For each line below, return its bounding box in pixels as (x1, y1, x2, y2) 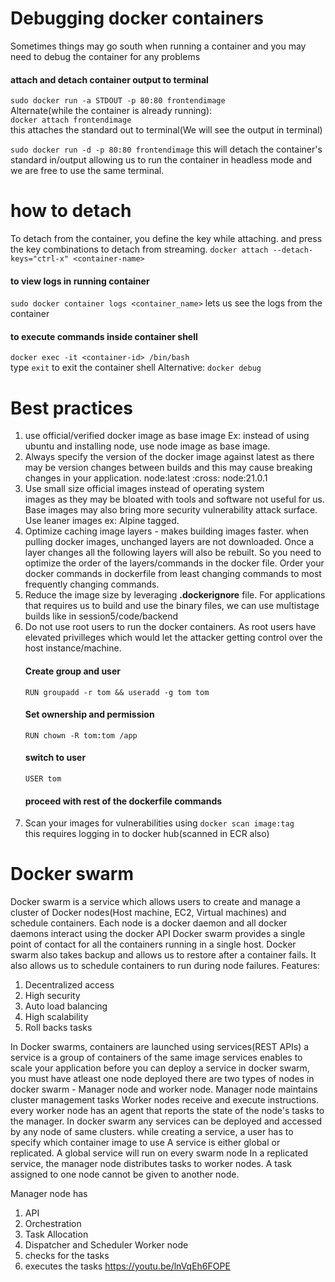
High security (24, 990, 81, 1002)
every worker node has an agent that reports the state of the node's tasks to (10, 1105, 325, 1117)
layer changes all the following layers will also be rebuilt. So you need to (24, 547, 322, 559)
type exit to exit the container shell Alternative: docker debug (10, 362, 262, 374)
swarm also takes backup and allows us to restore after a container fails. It (10, 949, 317, 961)
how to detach (10, 200, 132, 222)
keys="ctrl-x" (10, 254, 70, 264)
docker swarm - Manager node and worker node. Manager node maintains (10, 1083, 318, 1096)
